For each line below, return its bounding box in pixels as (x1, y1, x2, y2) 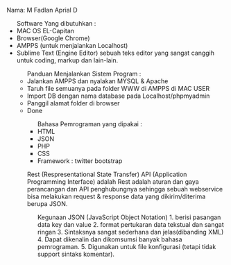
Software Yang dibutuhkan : (16, 19, 96, 27)
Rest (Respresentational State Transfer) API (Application (26, 170, 187, 178)
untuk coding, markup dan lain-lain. (16, 56, 119, 65)
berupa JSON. (26, 200, 68, 207)
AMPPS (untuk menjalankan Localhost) (16, 42, 128, 49)
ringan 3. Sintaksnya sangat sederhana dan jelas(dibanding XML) (37, 228, 224, 236)
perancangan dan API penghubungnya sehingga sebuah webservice (26, 185, 223, 193)
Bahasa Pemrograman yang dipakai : (37, 120, 143, 128)
